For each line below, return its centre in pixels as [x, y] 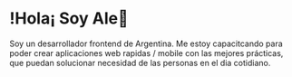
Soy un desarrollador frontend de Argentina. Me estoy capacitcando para [146, 43]
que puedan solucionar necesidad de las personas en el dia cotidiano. [140, 63]
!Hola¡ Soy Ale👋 [69, 19]
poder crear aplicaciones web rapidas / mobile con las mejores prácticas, [146, 53]
